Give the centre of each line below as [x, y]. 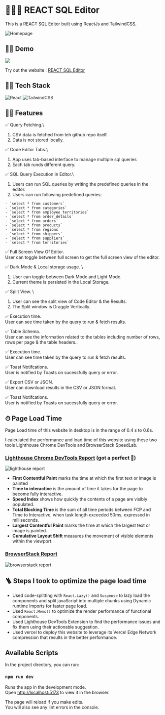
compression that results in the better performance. [65, 637]
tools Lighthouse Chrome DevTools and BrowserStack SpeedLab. [71, 445]
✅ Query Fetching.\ [25, 125]
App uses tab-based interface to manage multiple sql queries [74, 160]
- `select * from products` [34, 225]
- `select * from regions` [33, 230]
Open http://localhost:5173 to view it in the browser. [57, 692]
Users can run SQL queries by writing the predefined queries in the [80, 184]
